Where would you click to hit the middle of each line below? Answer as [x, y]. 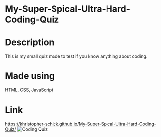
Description [30, 42]
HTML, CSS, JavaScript [29, 90]
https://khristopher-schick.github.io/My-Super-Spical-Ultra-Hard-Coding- [80, 124]
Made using [30, 76]
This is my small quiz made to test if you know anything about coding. [76, 56]
